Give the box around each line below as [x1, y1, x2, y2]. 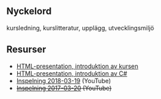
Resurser [6, 44, 47, 56]
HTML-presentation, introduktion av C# [16, 69, 127, 78]
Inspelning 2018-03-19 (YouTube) [16, 76, 111, 85]
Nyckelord [6, 5, 52, 17]
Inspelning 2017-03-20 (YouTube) [16, 84, 112, 92]
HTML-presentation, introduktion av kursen [16, 62, 138, 70]
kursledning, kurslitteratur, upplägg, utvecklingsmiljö [6, 23, 155, 32]
